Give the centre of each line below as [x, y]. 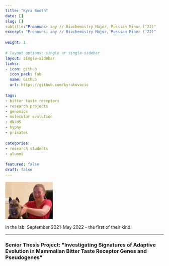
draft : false [19, 170]
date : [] [14, 16]
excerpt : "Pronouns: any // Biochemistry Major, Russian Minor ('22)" [81, 32]
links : [12, 64]
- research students [27, 148]
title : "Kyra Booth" [27, 11]
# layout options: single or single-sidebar [53, 53]
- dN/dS [13, 122]
